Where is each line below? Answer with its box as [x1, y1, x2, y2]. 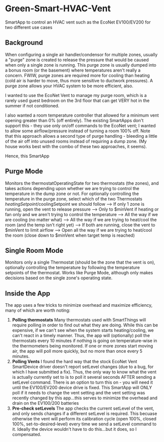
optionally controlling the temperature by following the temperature [5, 265, 140, 270]
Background [5, 39, 43, 47]
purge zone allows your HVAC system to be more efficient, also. [5, 83, 133, 89]
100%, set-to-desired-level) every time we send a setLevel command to [12, 421, 157, 427]
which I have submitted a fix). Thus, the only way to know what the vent [12, 369, 157, 375]
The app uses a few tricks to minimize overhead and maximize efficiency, [5, 302, 153, 308]
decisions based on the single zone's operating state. [5, 275, 113, 281]
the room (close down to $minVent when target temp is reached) [5, 232, 135, 238]
